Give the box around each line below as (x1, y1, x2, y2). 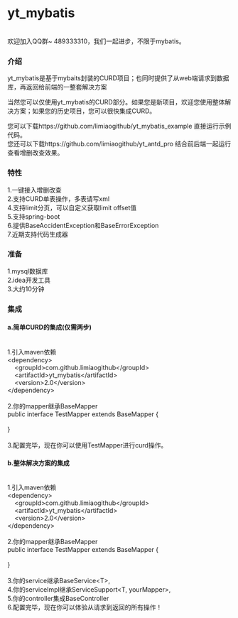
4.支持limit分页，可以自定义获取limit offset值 (7, 203, 137, 212)
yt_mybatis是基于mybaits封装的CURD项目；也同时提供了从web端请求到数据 (7, 74, 229, 82)
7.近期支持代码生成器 (7, 229, 69, 239)
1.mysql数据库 (7, 266, 48, 275)
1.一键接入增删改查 (7, 185, 62, 194)
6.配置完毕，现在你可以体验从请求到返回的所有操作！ (7, 603, 163, 612)
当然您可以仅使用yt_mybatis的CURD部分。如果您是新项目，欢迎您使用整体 (7, 98, 225, 107)
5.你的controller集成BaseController (7, 595, 109, 603)
